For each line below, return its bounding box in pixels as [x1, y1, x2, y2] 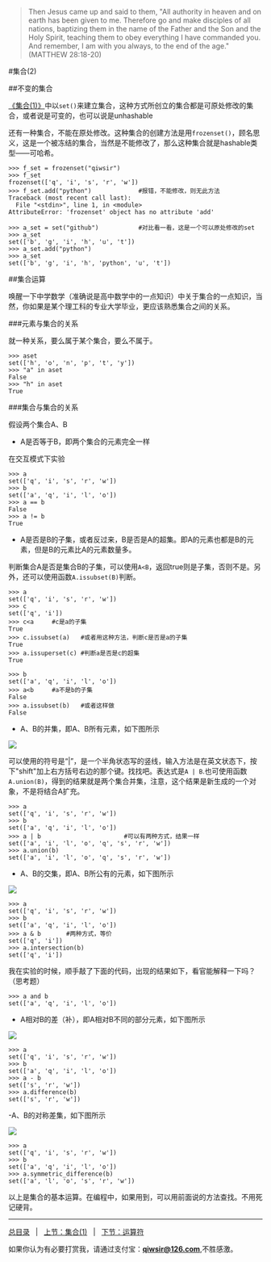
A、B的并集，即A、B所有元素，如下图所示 [19, 724, 160, 733]
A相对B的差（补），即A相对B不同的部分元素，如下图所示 [19, 1015, 206, 1024]
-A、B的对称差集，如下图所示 [8, 1110, 106, 1120]
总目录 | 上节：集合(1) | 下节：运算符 [8, 1227, 144, 1236]
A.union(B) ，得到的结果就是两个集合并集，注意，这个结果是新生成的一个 [8, 777, 250, 786]
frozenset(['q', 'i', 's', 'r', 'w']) [8, 178, 139, 187]
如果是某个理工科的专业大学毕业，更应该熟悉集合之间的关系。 [29, 302, 235, 311]
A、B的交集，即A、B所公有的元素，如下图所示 [19, 869, 174, 878]
